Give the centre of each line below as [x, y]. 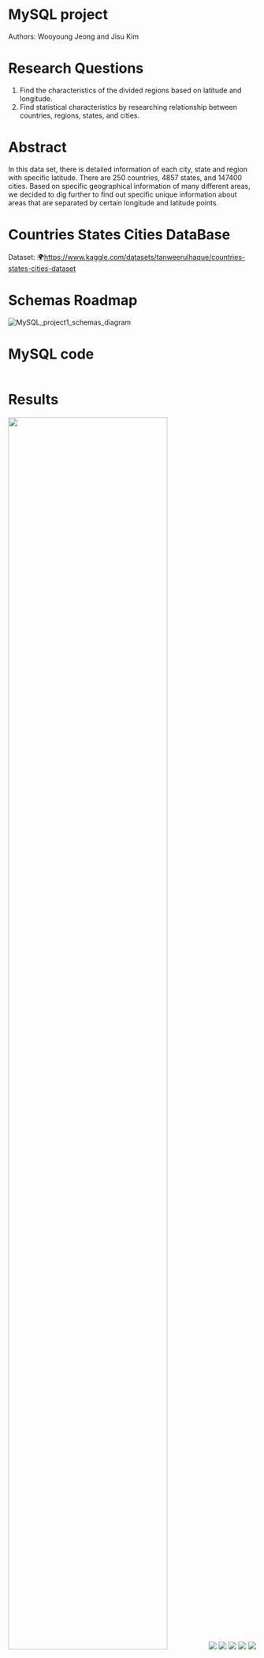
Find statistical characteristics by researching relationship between [128, 107]
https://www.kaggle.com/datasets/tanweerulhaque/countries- [145, 257]
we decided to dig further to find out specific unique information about [123, 194]
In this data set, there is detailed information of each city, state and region [128, 169]
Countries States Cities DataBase [119, 235]
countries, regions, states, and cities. [80, 115]
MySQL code [51, 354]
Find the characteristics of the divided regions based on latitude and [130, 90]
